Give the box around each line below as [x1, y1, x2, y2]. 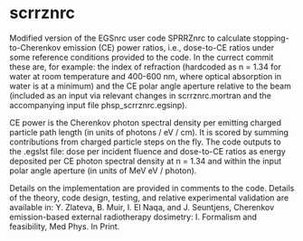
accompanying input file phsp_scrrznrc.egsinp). [9, 99, 188, 110]
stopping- [252, 32, 289, 43]
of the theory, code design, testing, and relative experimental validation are [9, 192, 289, 203]
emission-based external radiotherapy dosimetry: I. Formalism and [9, 211, 258, 222]
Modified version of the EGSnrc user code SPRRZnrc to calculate [9, 32, 251, 43]
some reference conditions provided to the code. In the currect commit [9, 51, 274, 62]
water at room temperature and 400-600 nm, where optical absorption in [9, 70, 282, 81]
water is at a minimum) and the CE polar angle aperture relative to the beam [9, 80, 291, 91]
